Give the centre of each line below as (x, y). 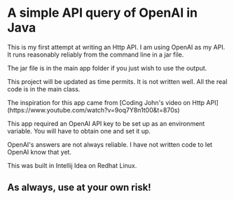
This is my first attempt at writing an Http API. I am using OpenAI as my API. (116, 47)
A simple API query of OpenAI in (103, 13)
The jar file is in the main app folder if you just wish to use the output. (107, 68)
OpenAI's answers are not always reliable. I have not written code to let (110, 144)
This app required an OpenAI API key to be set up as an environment (106, 123)
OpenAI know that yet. (40, 152)
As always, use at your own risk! (80, 188)
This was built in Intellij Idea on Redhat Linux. (72, 165)
